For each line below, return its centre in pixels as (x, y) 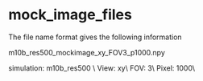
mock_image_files (70, 15)
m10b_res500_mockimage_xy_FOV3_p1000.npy (87, 52)
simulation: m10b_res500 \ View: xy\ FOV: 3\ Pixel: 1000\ (102, 68)
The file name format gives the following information (95, 37)
